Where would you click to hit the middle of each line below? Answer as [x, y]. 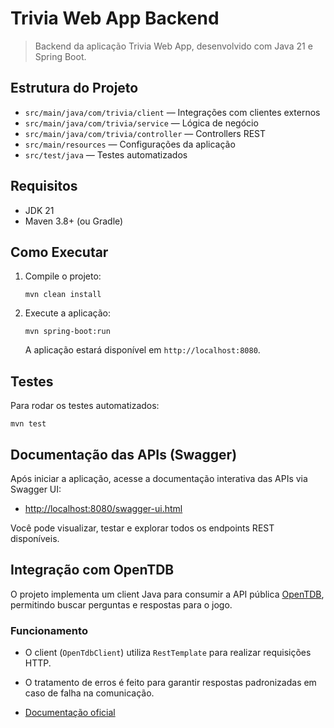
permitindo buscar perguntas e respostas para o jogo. [121, 604]
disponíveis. [35, 538]
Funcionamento [49, 630]
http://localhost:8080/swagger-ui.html [103, 508]
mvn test [28, 424]
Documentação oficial [70, 713]
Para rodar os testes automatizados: [85, 406]
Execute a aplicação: [67, 313]
